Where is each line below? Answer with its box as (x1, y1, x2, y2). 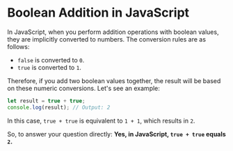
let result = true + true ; (7, 97, 86, 105)
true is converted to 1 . (17, 63, 81, 71)
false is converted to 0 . (17, 55, 85, 64)
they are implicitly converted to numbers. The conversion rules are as (7, 35, 207, 43)
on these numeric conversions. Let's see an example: (7, 84, 160, 92)
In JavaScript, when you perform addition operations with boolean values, (7, 28, 219, 36)
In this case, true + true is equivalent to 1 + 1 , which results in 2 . (7, 116, 195, 125)
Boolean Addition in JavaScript (7, 5, 190, 21)
